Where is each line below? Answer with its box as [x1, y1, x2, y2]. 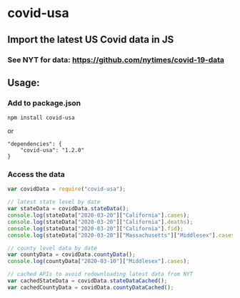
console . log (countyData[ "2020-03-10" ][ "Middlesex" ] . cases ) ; [7, 258, 191, 265]
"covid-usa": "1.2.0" [20, 147, 84, 154]
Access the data [7, 170, 66, 180]
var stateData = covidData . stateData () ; [7, 205, 130, 212]
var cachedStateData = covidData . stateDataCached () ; [7, 277, 168, 284]
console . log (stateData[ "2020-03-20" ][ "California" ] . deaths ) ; [7, 218, 194, 225]
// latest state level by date [7, 198, 101, 206]
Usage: [7, 76, 41, 88]
